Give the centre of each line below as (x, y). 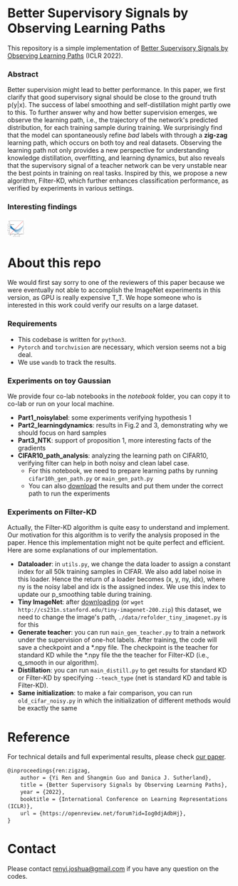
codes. (17, 877)
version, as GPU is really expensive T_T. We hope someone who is (104, 298)
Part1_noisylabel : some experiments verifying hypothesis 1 (104, 418)
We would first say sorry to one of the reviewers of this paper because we (116, 283)
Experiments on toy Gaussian (59, 381)
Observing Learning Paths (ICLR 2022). (65, 56)
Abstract (23, 74)
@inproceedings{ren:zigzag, (49, 771)
